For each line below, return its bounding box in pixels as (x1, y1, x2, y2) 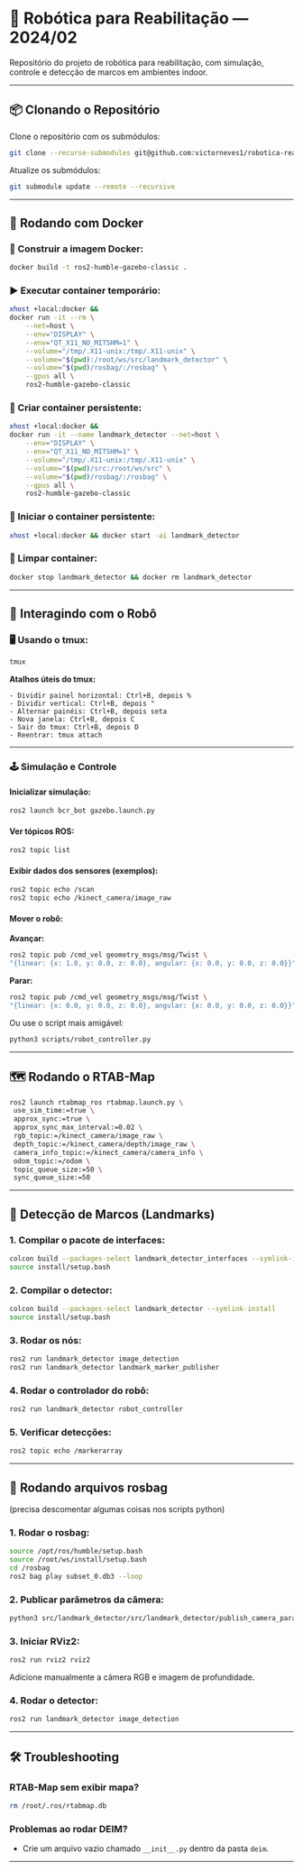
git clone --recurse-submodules (9, 148, 131, 157)
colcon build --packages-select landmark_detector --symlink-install (9, 1305, 277, 1314)
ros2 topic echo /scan (9, 885, 95, 894)
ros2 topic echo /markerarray (9, 1446, 124, 1455)
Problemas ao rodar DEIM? (9, 1822, 128, 1835)
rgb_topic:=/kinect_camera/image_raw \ (13, 1132, 164, 1141)
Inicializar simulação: (9, 786, 92, 797)
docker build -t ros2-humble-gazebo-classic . (9, 263, 188, 272)
